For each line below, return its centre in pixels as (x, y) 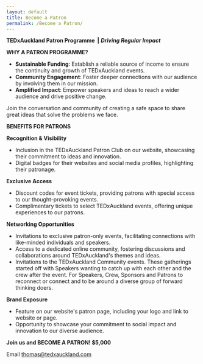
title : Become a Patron (37, 18)
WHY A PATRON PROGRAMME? (47, 52)
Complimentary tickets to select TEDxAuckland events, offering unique (104, 206)
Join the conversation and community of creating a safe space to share (96, 108)
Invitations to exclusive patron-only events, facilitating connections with (105, 236)
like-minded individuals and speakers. (63, 243)
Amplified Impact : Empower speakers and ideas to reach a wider (97, 90)
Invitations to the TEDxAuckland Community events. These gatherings (103, 262)
